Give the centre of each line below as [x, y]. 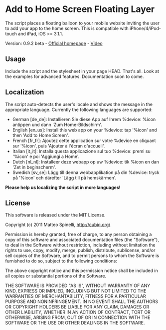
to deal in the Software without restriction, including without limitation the [80, 245]
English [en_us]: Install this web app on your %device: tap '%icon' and [84, 130]
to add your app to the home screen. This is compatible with [67, 28]
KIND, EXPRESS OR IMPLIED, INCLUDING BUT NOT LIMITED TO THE [76, 291]
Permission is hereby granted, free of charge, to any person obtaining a [79, 234]
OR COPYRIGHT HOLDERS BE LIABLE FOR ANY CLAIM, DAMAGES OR [77, 307]
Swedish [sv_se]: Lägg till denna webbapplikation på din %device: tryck [86, 172]
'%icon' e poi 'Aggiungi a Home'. [46, 156]
